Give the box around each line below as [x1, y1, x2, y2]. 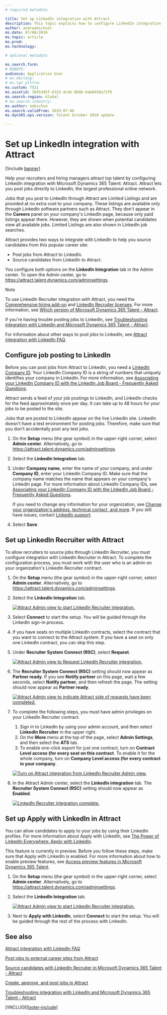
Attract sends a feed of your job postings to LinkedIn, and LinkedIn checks [5, 395, 158, 401]
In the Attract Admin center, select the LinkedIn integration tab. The [12, 780, 152, 786]
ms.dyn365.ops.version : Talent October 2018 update [5, 113, 114, 118]
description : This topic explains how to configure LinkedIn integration [5, 21, 162, 26]
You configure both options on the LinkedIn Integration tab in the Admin [5, 266, 154, 272]
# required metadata [5, 7, 48, 12]
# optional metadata [5, 53, 48, 58]
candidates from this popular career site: [5, 242, 88, 248]
